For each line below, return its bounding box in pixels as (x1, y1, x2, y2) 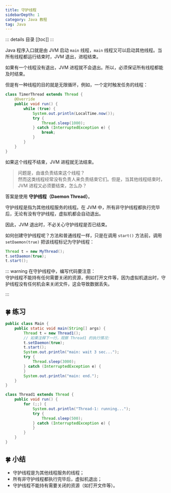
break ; (41, 130, 56, 135)
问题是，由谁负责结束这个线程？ (17, 170, 85, 176)
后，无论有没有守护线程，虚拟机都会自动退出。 (5, 210, 103, 217)
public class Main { (5, 321, 49, 326)
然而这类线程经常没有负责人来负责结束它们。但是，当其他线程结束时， (17, 176, 165, 182)
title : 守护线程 (5, 7, 37, 13)
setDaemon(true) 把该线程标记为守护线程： (5, 239, 95, 245)
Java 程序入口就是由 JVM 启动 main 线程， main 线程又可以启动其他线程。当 (5, 47, 162, 54)
